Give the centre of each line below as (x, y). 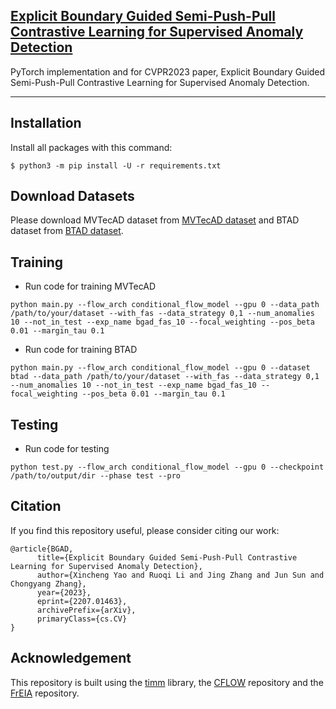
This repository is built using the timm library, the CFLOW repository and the (167, 682)
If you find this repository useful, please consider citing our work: (145, 530)
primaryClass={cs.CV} (82, 619)
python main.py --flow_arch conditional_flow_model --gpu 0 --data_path (165, 305)
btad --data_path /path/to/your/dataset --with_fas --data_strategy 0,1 (165, 377)
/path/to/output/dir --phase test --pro (96, 476)
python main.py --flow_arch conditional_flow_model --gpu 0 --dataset (160, 368)
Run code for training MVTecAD (90, 286)
